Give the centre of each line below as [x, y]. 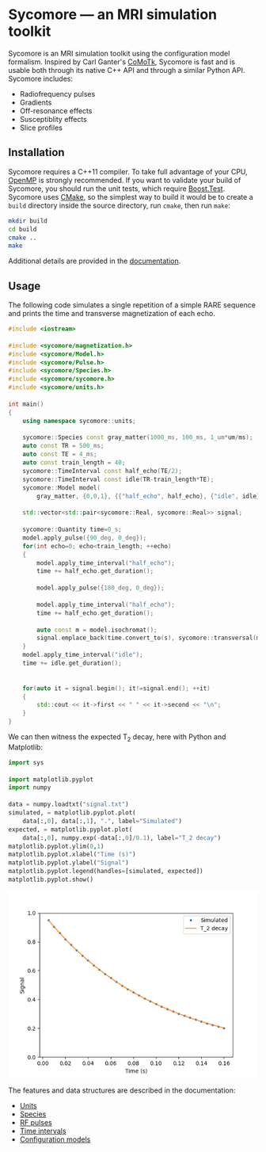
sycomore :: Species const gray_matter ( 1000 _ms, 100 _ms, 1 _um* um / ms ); [138, 437]
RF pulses [36, 1122]
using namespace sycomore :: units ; [79, 421]
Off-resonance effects [56, 111]
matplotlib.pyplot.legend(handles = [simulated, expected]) [106, 872]
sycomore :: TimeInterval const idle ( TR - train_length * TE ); [118, 479]
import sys [26, 762]
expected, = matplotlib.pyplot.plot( [70, 830]
